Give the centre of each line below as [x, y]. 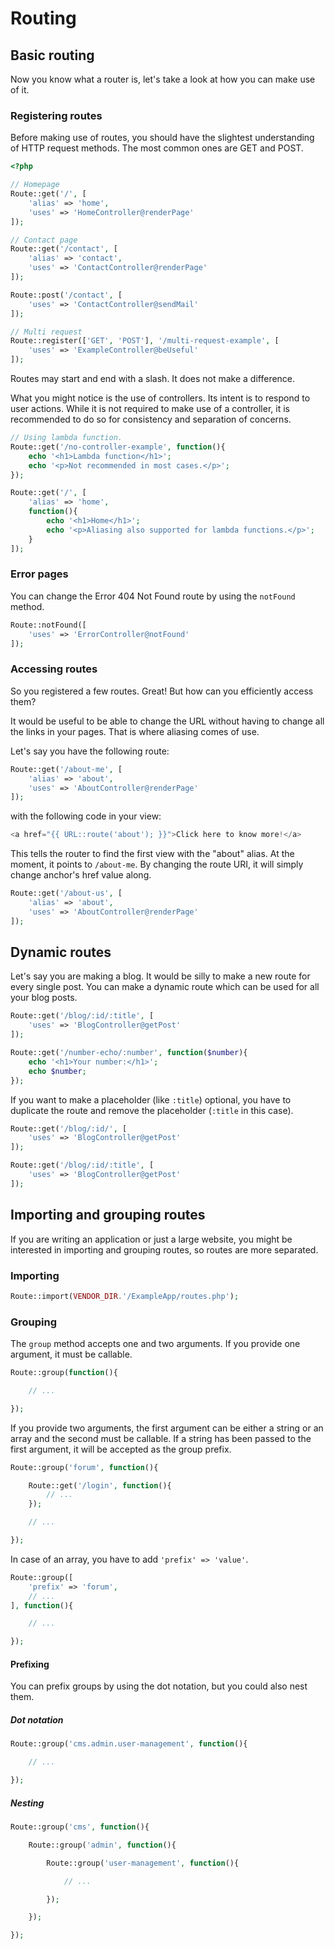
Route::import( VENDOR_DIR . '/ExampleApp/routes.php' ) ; [125, 1296]
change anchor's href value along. [81, 875]
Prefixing [30, 1664]
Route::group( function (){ [64, 1373]
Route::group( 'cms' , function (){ [80, 1827]
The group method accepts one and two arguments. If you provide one [155, 1344]
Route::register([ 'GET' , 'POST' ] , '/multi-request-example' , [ [145, 341]
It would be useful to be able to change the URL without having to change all [167, 721]
